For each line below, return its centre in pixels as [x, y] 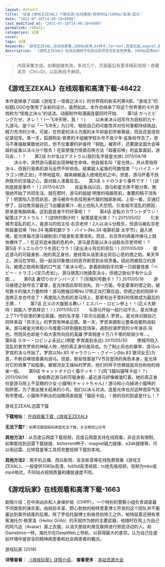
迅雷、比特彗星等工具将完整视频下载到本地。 [59, 450]
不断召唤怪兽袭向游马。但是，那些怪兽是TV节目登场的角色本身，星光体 [85, 359]
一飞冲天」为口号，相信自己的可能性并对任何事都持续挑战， [99, 126]
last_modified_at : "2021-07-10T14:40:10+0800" [54, 23]
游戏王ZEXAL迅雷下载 [27, 406]
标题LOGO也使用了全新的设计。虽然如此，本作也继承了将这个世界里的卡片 [80, 107]
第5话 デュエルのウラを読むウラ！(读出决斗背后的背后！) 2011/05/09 [74, 248]
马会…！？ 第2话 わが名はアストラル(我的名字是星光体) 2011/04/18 [76, 156]
